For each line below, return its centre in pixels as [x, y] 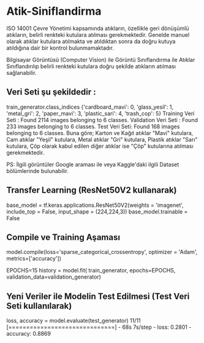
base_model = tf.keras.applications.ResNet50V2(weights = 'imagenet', [95, 205]
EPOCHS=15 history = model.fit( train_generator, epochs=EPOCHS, [91, 271]
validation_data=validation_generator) [54, 277]
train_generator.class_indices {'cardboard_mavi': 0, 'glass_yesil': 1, [90, 107]
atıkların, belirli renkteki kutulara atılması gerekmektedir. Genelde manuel [98, 34]
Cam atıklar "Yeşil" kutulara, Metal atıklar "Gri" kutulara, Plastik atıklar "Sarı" [102, 139]
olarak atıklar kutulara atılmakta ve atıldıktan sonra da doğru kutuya [91, 41]
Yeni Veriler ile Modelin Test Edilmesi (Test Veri [98, 296]
